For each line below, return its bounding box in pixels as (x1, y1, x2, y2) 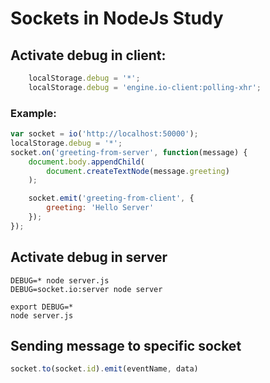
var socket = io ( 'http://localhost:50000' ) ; (10, 129, 199, 139)
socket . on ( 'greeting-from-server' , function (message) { (10, 147, 248, 157)
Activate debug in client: (10, 47, 167, 64)
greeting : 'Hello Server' (46, 203, 155, 213)
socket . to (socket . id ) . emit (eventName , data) (10, 364, 199, 374)
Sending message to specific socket (10, 338, 242, 354)
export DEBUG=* (10, 302, 74, 312)
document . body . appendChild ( (28, 157, 145, 167)
